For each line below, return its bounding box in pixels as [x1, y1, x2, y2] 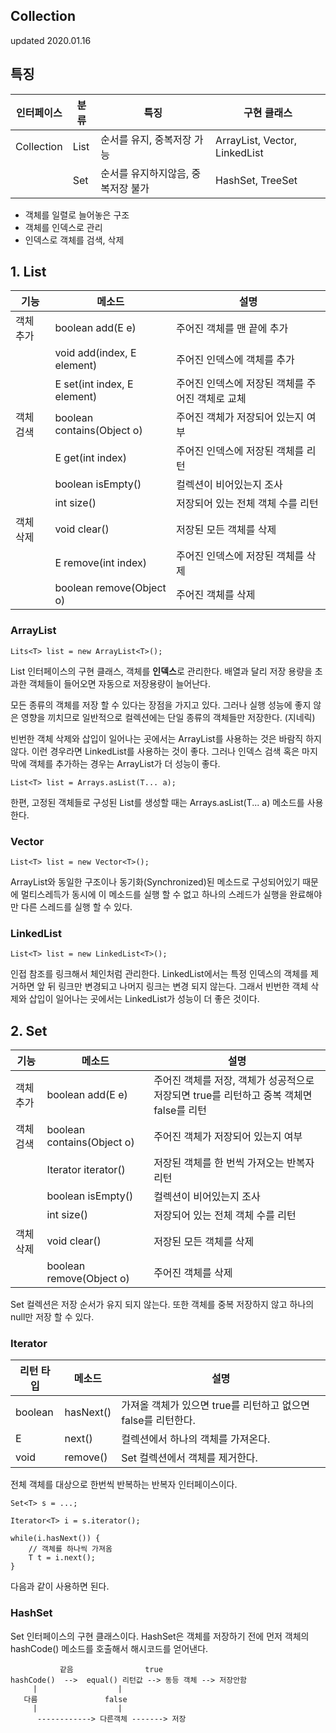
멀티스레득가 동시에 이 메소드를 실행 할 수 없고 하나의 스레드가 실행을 [20, 889, 288, 901]
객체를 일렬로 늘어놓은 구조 [24, 209, 130, 221]
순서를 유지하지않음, [100, 166, 190, 180]
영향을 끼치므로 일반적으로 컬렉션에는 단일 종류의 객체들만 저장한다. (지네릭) [20, 711, 316, 723]
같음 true [59, 1664, 163, 1674]
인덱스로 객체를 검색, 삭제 [24, 234, 125, 246]
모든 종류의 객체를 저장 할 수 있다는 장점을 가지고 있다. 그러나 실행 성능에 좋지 [10, 699, 312, 711]
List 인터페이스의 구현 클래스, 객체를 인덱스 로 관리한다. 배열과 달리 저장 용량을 [10, 665, 313, 677]
